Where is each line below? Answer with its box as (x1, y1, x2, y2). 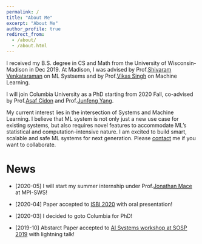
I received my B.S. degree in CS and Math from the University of (6, 59, 167, 67)
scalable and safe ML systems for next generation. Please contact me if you (6, 134, 196, 141)
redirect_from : (6, 32, 45, 38)
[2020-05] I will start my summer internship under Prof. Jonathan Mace (15, 182, 192, 189)
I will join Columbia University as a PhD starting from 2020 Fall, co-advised (6, 90, 194, 98)
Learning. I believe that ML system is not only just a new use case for (6, 115, 179, 122)
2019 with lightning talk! (15, 230, 75, 237)
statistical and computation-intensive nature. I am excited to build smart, (6, 128, 187, 135)
